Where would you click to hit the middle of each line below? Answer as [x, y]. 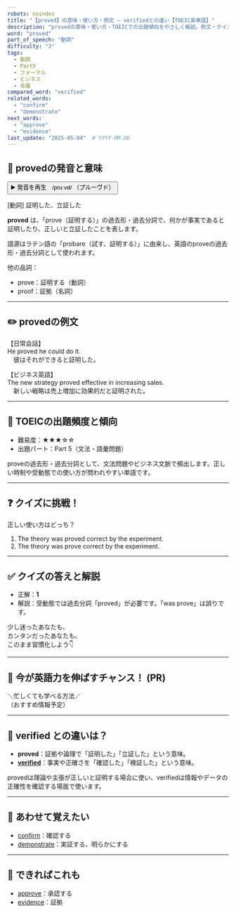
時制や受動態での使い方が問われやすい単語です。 [84, 472]
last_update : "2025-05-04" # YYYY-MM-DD [69, 138]
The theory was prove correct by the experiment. [88, 546]
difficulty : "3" [31, 46]
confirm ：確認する [44, 835]
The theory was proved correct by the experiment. [90, 539]
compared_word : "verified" [47, 92]
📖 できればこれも [44, 875]
